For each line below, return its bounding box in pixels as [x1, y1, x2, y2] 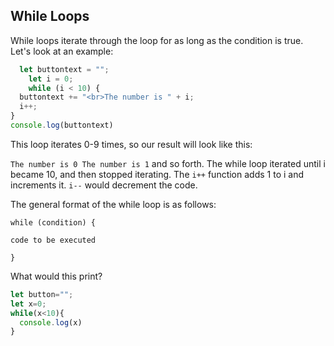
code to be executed [10, 235, 97, 245]
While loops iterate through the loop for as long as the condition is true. [10, 34, 304, 46]
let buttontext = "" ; [19, 64, 110, 74]
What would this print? [10, 270, 103, 282]
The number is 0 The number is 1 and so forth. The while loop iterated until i [10, 157, 326, 169]
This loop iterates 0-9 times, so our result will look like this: [10, 138, 253, 150]
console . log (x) [19, 317, 83, 328]
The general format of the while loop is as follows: [10, 198, 217, 210]
